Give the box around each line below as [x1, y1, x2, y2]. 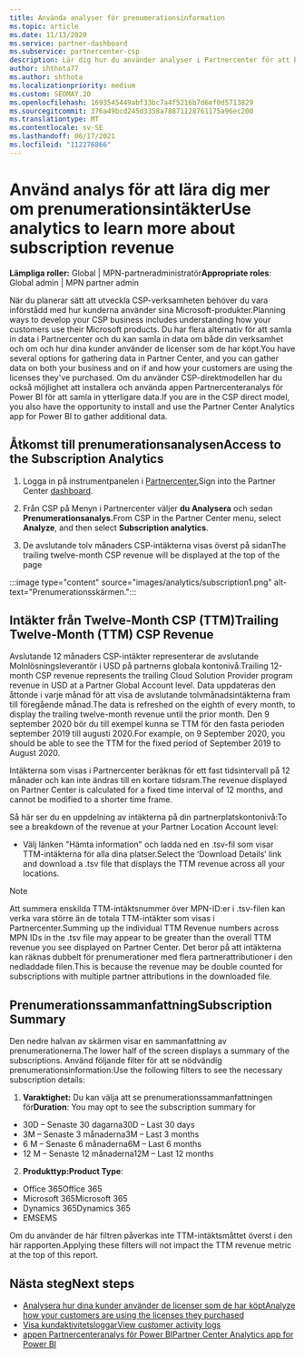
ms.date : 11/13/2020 [9, 30, 88, 39]
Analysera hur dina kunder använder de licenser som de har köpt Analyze [22, 1300, 296, 1311]
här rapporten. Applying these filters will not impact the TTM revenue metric [9, 1240, 292, 1251]
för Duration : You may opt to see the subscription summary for [22, 1101, 256, 1112]
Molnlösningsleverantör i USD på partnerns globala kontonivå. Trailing [9, 660, 270, 671]
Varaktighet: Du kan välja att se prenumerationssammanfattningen [22, 1092, 273, 1103]
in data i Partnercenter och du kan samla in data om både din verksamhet [9, 333, 284, 344]
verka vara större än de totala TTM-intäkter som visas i [9, 913, 215, 924]
